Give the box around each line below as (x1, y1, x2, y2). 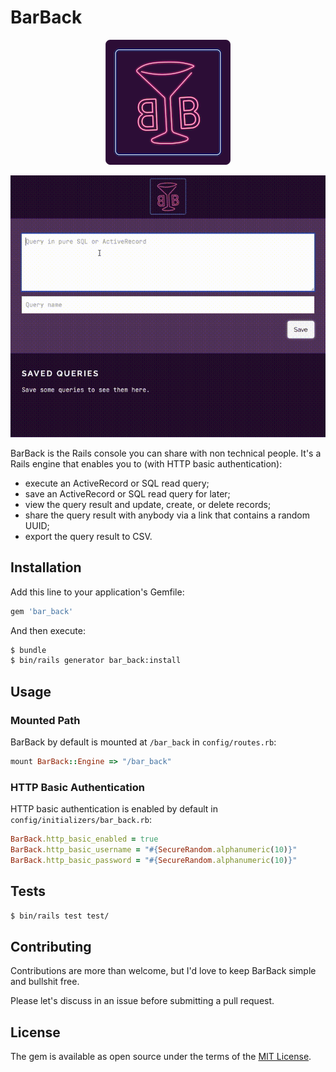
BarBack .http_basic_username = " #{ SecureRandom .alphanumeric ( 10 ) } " (10, 845, 298, 855)
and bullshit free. (10, 976, 80, 988)
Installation (10, 559, 82, 576)
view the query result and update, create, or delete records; (24, 498, 272, 510)
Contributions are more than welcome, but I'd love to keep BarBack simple (10, 965, 317, 977)
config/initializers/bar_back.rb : (10, 814, 152, 826)
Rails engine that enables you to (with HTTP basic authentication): (10, 457, 283, 470)
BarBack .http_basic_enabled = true (10, 834, 159, 845)
